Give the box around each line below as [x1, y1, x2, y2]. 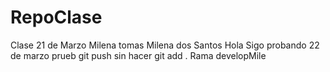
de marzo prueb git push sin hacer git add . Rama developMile [10, 49, 267, 61]
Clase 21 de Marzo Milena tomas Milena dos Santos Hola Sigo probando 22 [10, 39, 320, 51]
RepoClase [10, 6, 103, 29]
